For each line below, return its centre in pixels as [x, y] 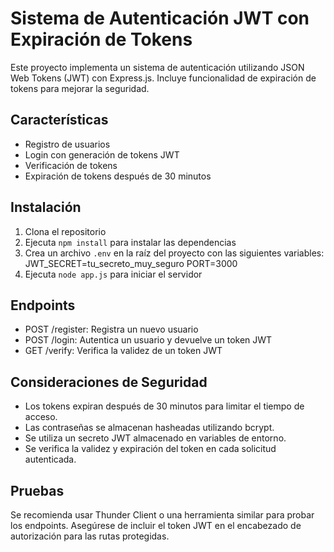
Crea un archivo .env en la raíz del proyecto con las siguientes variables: [174, 253]
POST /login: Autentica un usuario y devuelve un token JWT [148, 340]
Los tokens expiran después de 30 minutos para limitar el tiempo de [164, 406]
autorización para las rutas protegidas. [90, 536]
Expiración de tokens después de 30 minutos [118, 176]
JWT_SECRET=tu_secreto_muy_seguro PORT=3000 [131, 263]
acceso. [41, 417]
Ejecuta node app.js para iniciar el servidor [113, 274]
